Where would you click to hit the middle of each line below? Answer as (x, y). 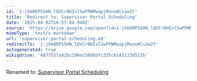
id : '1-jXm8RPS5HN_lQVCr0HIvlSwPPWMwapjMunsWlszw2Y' (72, 11)
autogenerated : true (31, 50)
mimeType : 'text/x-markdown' (42, 33)
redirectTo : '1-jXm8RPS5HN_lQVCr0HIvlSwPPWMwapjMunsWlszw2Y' (82, 45)
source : (16, 28)
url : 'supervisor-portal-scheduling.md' (56, 39)
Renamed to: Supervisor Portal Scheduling (57, 72)
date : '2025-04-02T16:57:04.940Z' (48, 22)
